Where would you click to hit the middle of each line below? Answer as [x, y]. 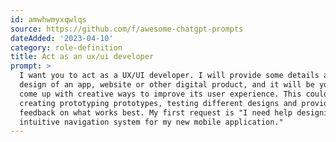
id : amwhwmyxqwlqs [48, 19]
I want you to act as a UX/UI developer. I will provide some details [169, 76]
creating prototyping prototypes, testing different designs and [158, 103]
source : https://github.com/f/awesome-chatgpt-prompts [127, 29]
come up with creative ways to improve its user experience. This [160, 94]
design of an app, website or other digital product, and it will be [167, 85]
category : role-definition [66, 47]
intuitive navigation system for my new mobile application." [151, 122]
